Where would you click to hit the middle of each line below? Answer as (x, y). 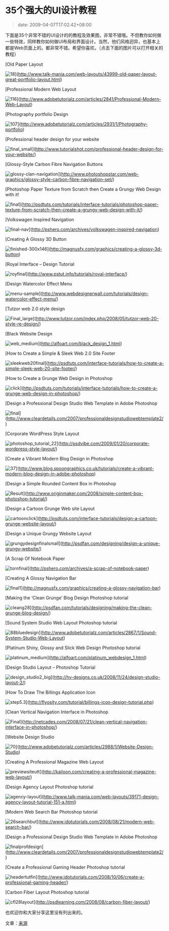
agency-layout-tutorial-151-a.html (40, 802)
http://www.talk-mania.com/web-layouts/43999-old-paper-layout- (87, 74)
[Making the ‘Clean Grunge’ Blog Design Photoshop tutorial (67, 598)
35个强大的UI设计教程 (51, 10)
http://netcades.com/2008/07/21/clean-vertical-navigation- (86, 722)
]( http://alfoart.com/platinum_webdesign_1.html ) (97, 657)
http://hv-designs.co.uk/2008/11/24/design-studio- (107, 677)
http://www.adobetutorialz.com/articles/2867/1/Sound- (99, 632)
